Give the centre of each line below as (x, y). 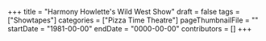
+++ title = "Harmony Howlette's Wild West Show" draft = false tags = (124, 12)
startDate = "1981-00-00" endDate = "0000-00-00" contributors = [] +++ (130, 29)
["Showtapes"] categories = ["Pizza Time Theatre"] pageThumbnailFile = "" (133, 20)
